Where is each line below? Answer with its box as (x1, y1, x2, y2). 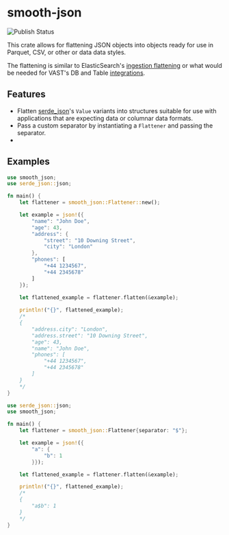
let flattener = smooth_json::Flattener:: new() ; (19, 199, 161, 206)
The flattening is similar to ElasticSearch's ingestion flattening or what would (7, 61, 222, 69)
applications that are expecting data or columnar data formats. (16, 114, 193, 122)
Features (7, 88, 46, 100)
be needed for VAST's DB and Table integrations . (7, 69, 146, 77)
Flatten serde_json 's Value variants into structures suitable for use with (16, 106, 217, 115)
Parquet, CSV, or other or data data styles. (7, 48, 126, 56)
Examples (7, 156, 50, 167)
